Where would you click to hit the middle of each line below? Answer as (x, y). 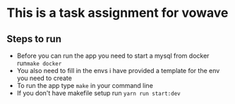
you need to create (44, 78)
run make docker (39, 63)
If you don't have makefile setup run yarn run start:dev (98, 93)
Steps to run (34, 39)
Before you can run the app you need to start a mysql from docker (113, 56)
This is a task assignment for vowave (117, 13)
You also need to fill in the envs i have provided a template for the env (118, 71)
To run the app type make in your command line (85, 85)
